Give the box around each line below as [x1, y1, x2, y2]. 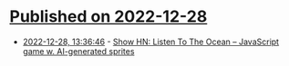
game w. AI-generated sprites [22, 45, 135, 56]
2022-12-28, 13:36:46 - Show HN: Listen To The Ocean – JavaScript [22, 36, 280, 47]
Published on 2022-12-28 [9, 6, 208, 27]
